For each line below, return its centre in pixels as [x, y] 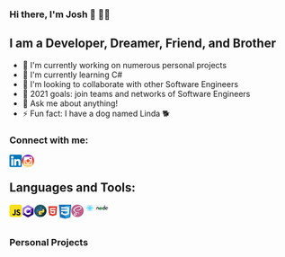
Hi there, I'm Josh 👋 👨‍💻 [60, 14]
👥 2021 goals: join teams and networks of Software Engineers [136, 93]
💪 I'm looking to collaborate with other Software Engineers [130, 84]
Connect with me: [49, 140]
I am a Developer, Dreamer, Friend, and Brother [143, 44]
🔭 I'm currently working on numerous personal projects [125, 65]
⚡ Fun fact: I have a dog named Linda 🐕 [96, 113]
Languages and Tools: [73, 188]
